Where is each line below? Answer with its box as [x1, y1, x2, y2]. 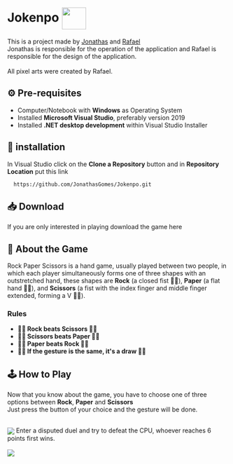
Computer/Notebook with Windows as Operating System [17, 106, 183, 114]
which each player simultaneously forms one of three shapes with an [7, 269, 206, 278]
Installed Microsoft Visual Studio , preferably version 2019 [17, 113, 185, 122]
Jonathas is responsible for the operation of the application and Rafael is [7, 44, 217, 53]
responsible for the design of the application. [7, 52, 137, 60]
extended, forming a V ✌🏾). [7, 292, 85, 300]
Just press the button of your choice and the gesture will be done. [7, 405, 198, 414]
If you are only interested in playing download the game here [7, 223, 183, 231]
